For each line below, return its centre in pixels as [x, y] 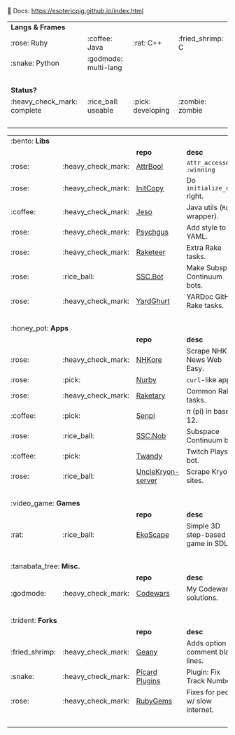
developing [151, 110]
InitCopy [150, 188]
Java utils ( [204, 208]
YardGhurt [153, 301]
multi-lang [105, 68]
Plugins [148, 681]
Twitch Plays [207, 451]
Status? [24, 90]
